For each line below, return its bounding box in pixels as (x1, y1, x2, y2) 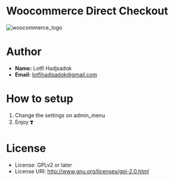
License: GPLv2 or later (14, 161, 73, 168)
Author (6, 45, 42, 59)
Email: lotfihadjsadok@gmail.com (14, 70, 97, 78)
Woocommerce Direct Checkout (6, 4, 169, 18)
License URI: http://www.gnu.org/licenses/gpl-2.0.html (14, 167, 149, 174)
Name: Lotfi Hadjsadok (14, 65, 72, 72)
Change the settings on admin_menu (14, 112, 105, 119)
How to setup (6, 92, 73, 106)
